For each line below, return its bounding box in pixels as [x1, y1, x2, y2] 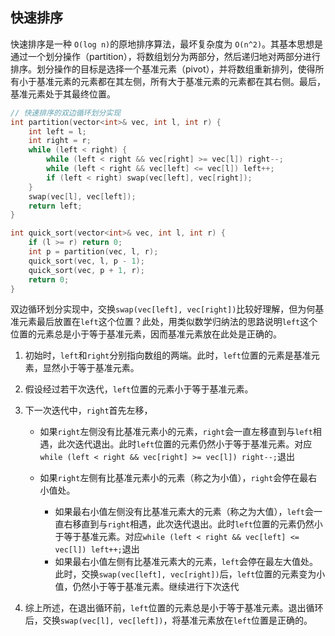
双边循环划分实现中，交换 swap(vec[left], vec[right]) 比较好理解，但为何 [10, 303, 316, 315]
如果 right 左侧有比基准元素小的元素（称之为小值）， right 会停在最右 [39, 472, 318, 484]
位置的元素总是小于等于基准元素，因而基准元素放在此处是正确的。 [10, 328, 282, 340]
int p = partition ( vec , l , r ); [28, 247, 159, 257]
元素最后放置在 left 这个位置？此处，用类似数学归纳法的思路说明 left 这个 [18, 316, 318, 328]
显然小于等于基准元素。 [42, 362, 140, 374]
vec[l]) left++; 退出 [54, 543, 140, 555]
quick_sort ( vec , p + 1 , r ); [28, 265, 145, 275]
